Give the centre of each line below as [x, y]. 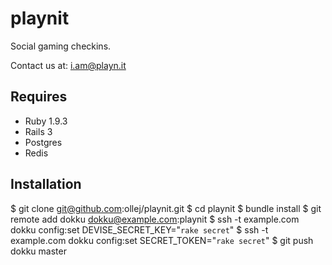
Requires [39, 97]
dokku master [38, 251]
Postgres [43, 142]
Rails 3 [38, 131]
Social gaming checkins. [61, 46]
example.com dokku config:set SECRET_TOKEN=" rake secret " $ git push [162, 240]
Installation [46, 184]
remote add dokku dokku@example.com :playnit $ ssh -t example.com [155, 219]
